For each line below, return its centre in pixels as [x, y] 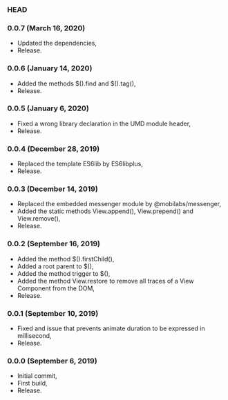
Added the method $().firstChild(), [66, 259]
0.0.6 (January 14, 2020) [50, 68]
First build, [32, 383]
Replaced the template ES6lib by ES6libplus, [80, 164]
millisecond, [34, 336]
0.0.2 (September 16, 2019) [54, 244]
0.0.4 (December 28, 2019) [54, 148]
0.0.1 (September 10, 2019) [53, 313]
